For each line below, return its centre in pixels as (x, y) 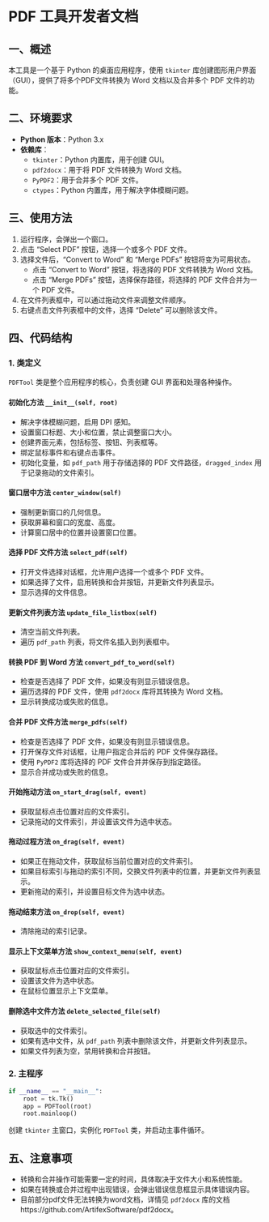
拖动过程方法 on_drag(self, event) (67, 842)
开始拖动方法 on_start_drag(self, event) (78, 792)
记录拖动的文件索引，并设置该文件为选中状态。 (98, 821)
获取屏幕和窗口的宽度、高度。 (69, 522)
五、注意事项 (40, 1158)
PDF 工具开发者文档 (74, 17)
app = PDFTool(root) (57, 1106)
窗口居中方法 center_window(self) (65, 493)
